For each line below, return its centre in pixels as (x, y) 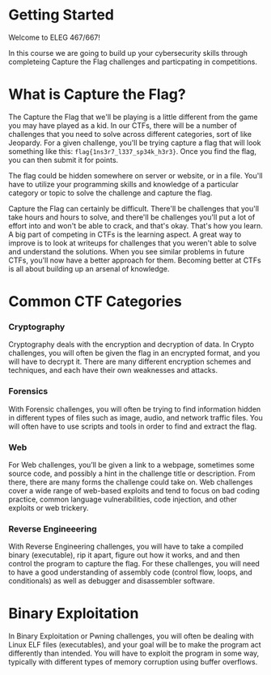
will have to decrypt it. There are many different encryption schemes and (130, 361)
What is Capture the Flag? (97, 94)
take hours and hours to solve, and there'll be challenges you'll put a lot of (132, 217)
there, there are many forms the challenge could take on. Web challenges (131, 482)
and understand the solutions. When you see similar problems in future (127, 251)
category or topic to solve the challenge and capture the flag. (110, 193)
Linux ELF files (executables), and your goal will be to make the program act (135, 645)
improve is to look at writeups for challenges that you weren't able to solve (133, 243)
